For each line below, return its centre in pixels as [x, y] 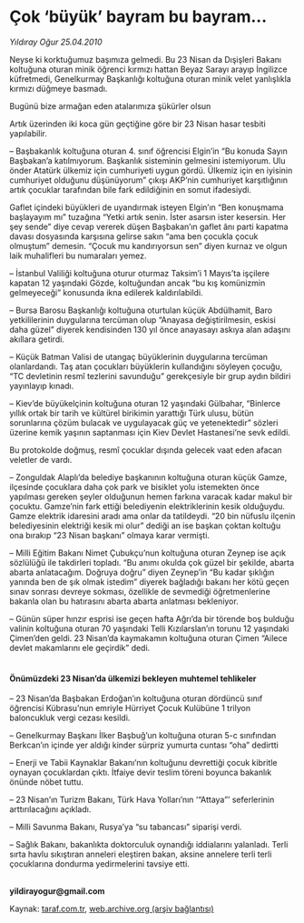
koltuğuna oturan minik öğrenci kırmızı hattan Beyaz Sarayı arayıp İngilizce [148, 69]
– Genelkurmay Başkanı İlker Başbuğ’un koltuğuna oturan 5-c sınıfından [143, 736]
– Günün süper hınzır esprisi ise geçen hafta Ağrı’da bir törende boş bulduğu [152, 618]
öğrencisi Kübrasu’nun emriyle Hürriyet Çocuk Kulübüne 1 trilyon [130, 708]
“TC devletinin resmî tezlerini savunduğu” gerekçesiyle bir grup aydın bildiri [150, 376]
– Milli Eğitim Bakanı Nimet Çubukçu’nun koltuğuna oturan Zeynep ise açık [148, 553]
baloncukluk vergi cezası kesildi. [70, 718]
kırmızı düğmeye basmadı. [59, 88]
